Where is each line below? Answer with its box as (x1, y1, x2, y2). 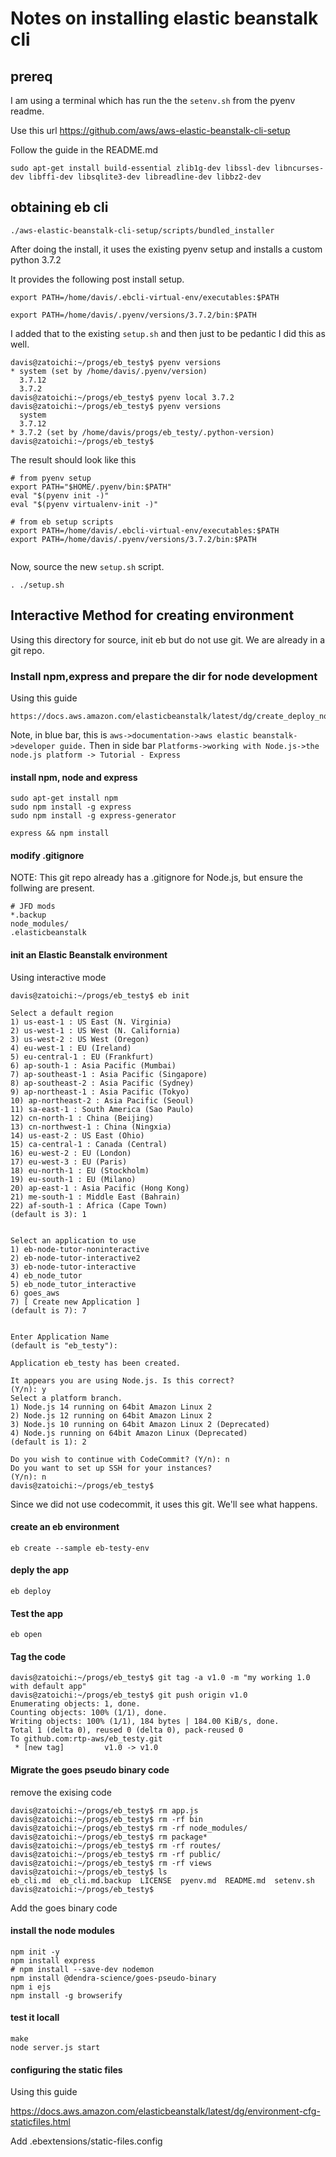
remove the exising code (10, 1786, 112, 1798)
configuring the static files (10, 2063, 123, 2076)
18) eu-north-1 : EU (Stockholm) (10, 1165, 150, 1176)
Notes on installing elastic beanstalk (10, 7, 319, 30)
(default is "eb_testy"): (10, 1340, 118, 1351)
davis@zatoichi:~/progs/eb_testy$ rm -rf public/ (10, 1849, 222, 1859)
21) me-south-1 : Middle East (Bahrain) (10, 1192, 182, 1202)
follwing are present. (10, 882, 95, 894)
